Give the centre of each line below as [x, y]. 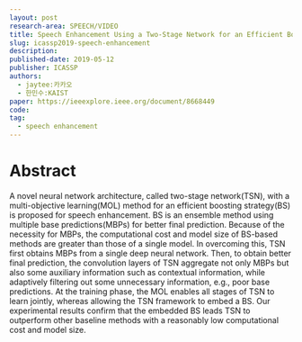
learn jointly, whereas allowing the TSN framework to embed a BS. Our [140, 301]
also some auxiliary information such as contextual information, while [137, 272]
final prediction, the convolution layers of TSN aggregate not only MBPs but [149, 263]
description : [34, 51]
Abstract [43, 171]
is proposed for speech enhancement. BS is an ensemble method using [142, 215]
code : [19, 110]
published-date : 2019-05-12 [62, 59]
